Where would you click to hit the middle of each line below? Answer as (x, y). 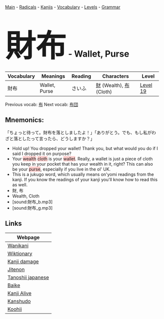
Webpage (28, 237)
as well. (20, 185)
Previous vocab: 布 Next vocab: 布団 (41, 104)
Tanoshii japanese (28, 277)
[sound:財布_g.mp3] (32, 208)
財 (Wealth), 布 (113, 85)
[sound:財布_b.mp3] (32, 202)
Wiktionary (20, 254)
